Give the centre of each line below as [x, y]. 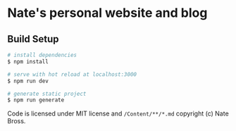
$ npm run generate [36, 100]
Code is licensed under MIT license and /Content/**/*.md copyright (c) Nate [118, 113]
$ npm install [28, 61]
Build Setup [33, 39]
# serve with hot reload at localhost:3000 [72, 74]
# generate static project [47, 94]
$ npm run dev [28, 81]
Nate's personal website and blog [107, 13]
